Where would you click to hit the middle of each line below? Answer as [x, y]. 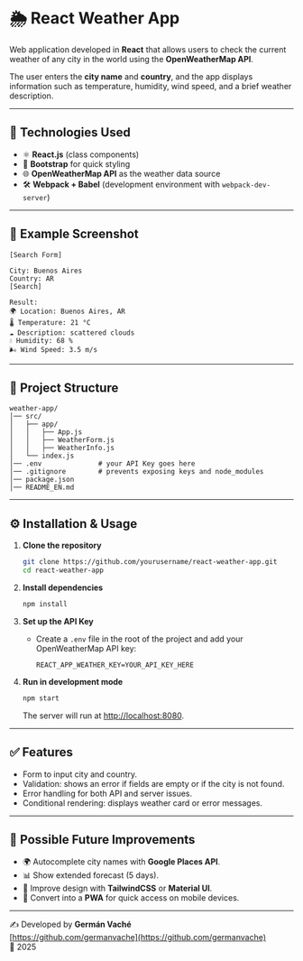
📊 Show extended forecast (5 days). [91, 875]
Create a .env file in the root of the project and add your [139, 639]
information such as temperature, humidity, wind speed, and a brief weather [151, 86]
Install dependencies [63, 587]
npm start [41, 698]
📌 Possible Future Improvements [102, 840]
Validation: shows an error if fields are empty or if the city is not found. [153, 783]
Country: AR [32, 278]
